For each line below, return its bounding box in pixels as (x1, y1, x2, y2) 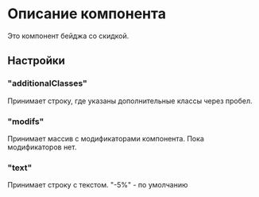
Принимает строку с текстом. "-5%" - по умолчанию (7, 180, 188, 190)
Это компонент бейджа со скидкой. (7, 31, 129, 41)
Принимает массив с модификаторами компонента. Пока (7, 133, 204, 143)
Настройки (7, 54, 65, 68)
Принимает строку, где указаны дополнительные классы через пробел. (7, 96, 253, 106)
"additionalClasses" (7, 78, 88, 89)
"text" (7, 162, 33, 173)
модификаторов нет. (7, 142, 77, 152)
